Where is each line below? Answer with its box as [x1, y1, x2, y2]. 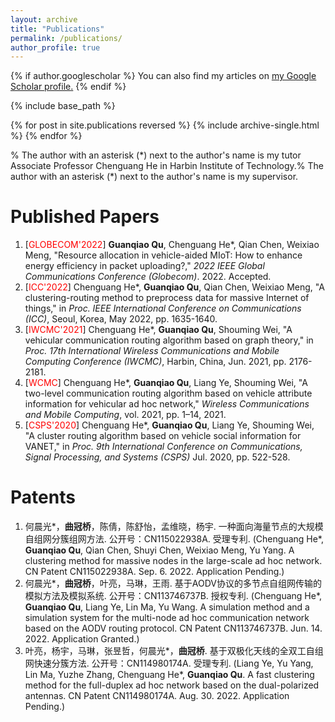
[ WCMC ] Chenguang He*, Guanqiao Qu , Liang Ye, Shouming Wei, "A [24, 377, 308, 389]
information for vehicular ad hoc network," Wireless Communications [24, 398, 310, 410]
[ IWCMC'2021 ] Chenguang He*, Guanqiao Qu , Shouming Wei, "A [24, 324, 293, 336]
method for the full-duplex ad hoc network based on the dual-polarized [24, 679, 320, 691]
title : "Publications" [10, 24, 105, 34]
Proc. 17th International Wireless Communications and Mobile [24, 345, 280, 357]
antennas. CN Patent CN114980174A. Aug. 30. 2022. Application [24, 690, 290, 702]
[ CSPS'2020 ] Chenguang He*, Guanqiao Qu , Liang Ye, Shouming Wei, [24, 419, 315, 431]
